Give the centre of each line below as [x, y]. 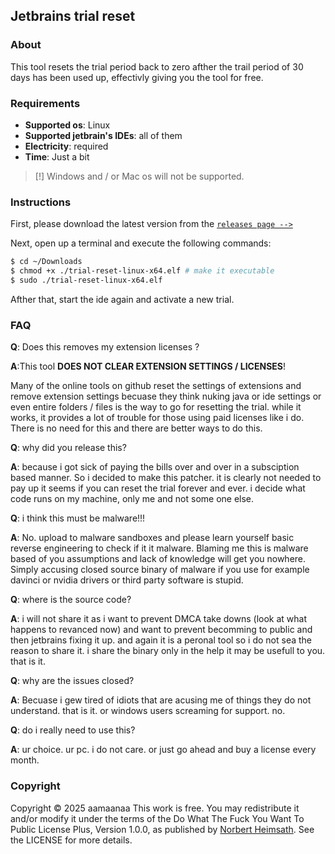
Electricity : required [66, 146]
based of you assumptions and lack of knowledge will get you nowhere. [158, 559]
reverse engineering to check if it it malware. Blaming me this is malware [159, 548]
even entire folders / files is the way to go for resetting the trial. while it [156, 407]
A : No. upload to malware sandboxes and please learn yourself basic [152, 538]
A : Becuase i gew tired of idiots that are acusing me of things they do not [161, 700]
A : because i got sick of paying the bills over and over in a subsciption [155, 467]
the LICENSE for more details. [71, 840]
